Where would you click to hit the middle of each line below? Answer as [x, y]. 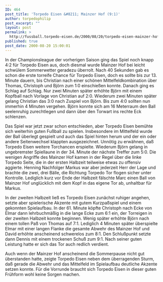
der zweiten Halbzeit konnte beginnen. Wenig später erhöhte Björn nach [77, 218]
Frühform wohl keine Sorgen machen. [43, 274]
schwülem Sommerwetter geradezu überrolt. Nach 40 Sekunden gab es [77, 70]
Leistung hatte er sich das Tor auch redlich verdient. [57, 244]
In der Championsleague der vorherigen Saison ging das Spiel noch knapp [79, 59]
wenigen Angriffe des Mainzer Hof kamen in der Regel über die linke [73, 157]
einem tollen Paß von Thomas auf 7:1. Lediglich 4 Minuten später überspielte [81, 223]
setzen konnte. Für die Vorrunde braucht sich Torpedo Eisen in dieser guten [81, 269]
